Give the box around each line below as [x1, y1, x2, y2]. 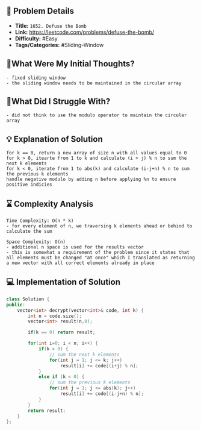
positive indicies [6, 182, 52, 188]
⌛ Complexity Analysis [6, 198, 94, 209]
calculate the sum [6, 229, 52, 235]
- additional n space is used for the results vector [6, 244, 144, 250]
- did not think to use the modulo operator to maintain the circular [6, 112, 187, 118]
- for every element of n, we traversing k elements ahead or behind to [6, 223, 193, 229]
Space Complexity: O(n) [6, 239, 66, 245]
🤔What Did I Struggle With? [6, 96, 111, 107]
